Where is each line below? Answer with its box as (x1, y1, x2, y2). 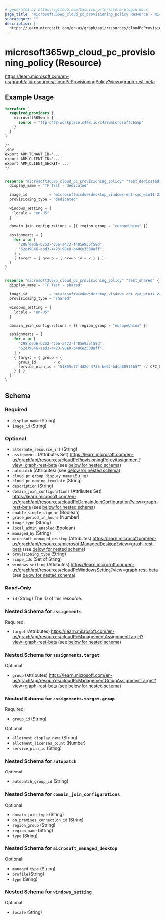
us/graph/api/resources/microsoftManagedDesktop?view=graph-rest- (12, 541, 155, 547)
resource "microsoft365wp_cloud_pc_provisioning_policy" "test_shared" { (5, 278, 160, 283)
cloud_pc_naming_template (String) (12, 478, 82, 483)
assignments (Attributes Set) (12, 451, 69, 457)
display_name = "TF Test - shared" (9, 283, 82, 288)
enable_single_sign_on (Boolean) (12, 509, 80, 515)
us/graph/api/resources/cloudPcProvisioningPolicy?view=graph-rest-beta (5, 79, 155, 85)
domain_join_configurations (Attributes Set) (12, 488, 102, 494)
